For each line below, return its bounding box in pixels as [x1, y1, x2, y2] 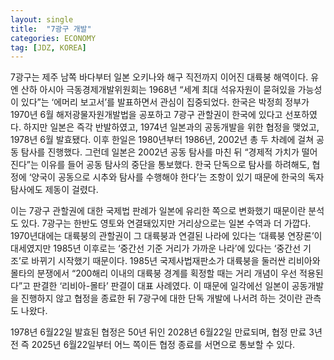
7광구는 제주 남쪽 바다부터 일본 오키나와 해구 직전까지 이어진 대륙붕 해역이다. [10, 71, 309, 83]
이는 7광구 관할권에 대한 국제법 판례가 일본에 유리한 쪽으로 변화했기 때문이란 [10, 205, 307, 217]
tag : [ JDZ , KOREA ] [10, 42, 87, 53]
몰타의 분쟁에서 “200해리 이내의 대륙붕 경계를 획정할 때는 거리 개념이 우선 [10, 267, 298, 280]
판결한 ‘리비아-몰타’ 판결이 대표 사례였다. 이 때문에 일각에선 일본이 [32, 280, 290, 292]
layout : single [10, 14, 74, 25]
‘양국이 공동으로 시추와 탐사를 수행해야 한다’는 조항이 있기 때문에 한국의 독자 [28, 171, 325, 183]
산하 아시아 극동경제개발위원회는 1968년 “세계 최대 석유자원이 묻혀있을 [20, 84, 296, 96]
